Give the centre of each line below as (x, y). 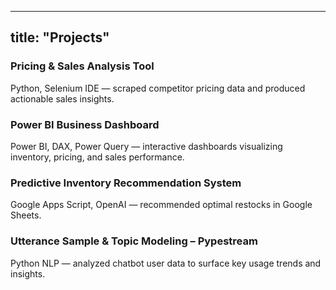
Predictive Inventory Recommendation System (126, 183)
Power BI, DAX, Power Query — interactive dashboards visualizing (146, 146)
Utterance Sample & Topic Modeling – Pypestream (134, 241)
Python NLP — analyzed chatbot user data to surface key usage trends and (166, 263)
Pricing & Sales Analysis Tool (82, 66)
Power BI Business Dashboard (85, 124)
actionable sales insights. (62, 98)
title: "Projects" (60, 37)
